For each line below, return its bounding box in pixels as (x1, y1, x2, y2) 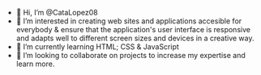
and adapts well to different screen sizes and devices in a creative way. (15, 33, 255, 43)
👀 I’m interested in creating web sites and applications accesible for (15, 16, 242, 26)
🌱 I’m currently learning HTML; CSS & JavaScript (15, 42, 180, 52)
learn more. (15, 59, 55, 69)
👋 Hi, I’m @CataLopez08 (15, 8, 99, 17)
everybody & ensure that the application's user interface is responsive (15, 25, 251, 34)
